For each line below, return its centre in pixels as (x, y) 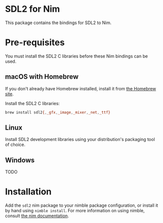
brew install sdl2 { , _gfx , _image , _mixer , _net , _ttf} (58, 112)
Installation (28, 192)
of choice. (15, 145)
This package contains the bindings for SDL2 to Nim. (58, 23)
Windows (20, 160)
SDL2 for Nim (33, 9)
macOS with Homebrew (42, 77)
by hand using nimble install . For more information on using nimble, (75, 211)
